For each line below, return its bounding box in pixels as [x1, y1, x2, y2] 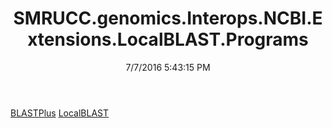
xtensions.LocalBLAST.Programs [27, 28, 309, 51]
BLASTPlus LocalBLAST [10, 107, 110, 119]
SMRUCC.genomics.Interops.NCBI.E [13, 7, 323, 30]
